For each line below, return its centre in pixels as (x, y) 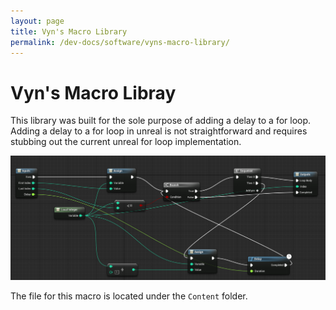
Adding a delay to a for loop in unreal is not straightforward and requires (159, 131)
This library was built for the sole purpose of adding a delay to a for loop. (161, 121)
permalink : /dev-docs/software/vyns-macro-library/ (120, 42)
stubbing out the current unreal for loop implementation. (126, 142)
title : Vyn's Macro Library (69, 31)
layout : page (37, 21)
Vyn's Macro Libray (93, 92)
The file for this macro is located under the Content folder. (129, 296)
